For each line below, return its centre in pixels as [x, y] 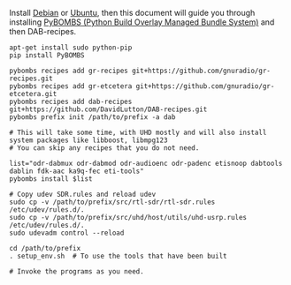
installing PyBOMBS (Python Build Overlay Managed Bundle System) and [142, 22]
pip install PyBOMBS [47, 56]
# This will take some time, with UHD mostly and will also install [138, 132]
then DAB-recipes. [43, 31]
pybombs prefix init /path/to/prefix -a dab [92, 117]
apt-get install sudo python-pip [71, 48]
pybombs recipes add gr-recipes [69, 71]
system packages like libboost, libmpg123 [88, 140]
